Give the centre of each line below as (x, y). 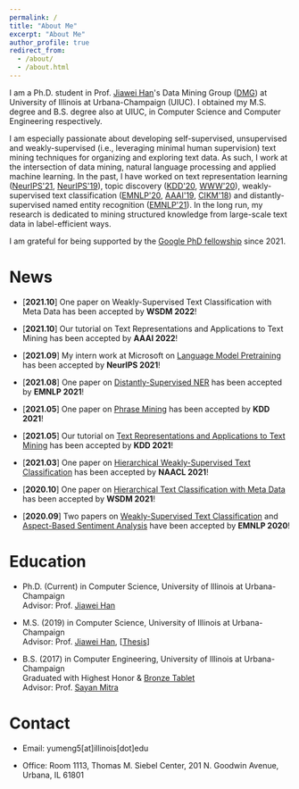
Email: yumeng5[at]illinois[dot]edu (85, 748)
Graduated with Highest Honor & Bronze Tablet (108, 677)
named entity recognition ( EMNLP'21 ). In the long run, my (158, 204)
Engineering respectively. (56, 120)
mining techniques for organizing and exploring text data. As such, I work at (149, 157)
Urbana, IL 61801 (53, 775)
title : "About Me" (43, 26)
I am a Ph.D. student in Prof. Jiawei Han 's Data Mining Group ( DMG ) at (138, 92)
